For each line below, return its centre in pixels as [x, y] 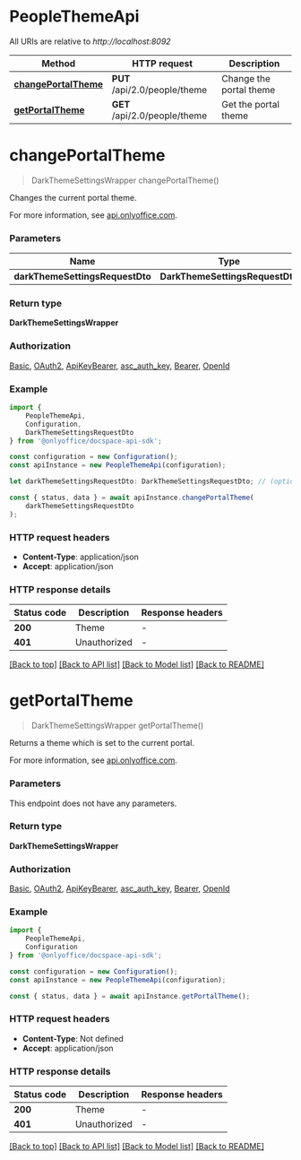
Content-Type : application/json [80, 557]
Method [59, 63]
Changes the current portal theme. [73, 197]
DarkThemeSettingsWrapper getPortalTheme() [117, 726]
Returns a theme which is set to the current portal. [102, 743]
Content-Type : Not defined [73, 1038]
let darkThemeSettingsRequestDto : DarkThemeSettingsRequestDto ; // [138, 481]
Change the [246, 78]
